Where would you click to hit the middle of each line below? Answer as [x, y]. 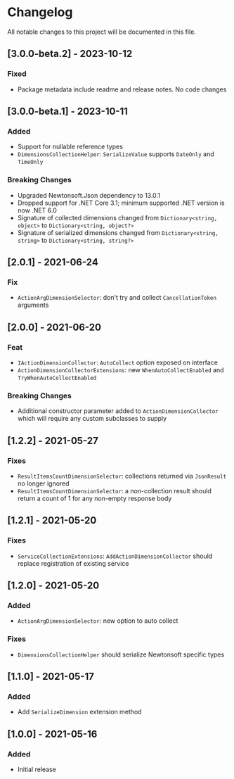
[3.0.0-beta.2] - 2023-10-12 [70, 54]
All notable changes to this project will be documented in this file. [102, 32]
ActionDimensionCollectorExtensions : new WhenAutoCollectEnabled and [121, 369]
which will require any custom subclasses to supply [92, 419]
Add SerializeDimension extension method [79, 712]
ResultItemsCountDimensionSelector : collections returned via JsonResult [122, 476]
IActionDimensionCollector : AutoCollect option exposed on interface [117, 362]
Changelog [40, 12]
